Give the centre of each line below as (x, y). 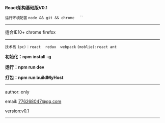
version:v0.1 (17, 111)
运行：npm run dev (25, 67)
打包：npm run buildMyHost (34, 77)
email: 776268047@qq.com (33, 101)
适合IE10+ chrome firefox (30, 32)
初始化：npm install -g (28, 57)
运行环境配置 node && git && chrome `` (44, 17)
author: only (17, 92)
